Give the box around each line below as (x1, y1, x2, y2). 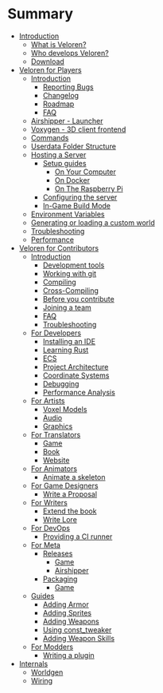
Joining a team (42, 303, 92, 312)
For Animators (30, 464, 77, 473)
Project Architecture (42, 362, 109, 371)
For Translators (30, 430, 81, 439)
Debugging (42, 378, 80, 388)
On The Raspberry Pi (54, 184, 124, 193)
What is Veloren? (30, 39, 87, 49)
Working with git (42, 268, 97, 278)
